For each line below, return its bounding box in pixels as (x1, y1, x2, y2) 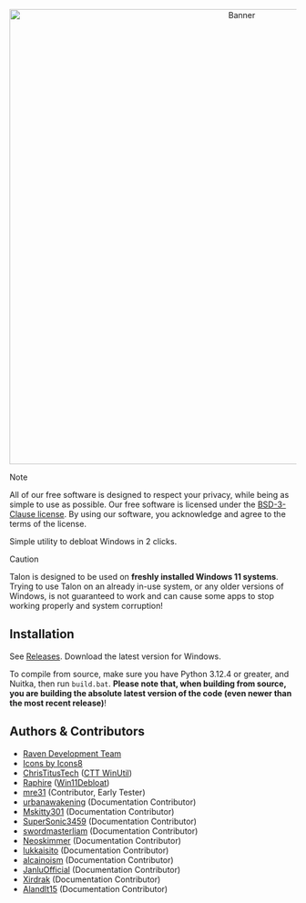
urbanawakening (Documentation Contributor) (22, 796, 197, 807)
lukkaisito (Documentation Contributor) (22, 845, 169, 856)
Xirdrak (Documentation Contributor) (22, 874, 161, 885)
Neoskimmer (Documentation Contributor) (22, 835, 182, 846)
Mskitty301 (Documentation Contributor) (22, 806, 175, 817)
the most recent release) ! (9, 697, 107, 708)
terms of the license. (9, 519, 87, 529)
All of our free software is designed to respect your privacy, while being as (9, 490, 290, 500)
